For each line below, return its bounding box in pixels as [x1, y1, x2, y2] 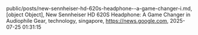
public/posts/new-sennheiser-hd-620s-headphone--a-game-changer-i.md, [6, 5, 193, 12]
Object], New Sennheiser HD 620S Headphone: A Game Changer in [24, 11, 191, 18]
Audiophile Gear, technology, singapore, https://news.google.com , [6, 17, 169, 24]
